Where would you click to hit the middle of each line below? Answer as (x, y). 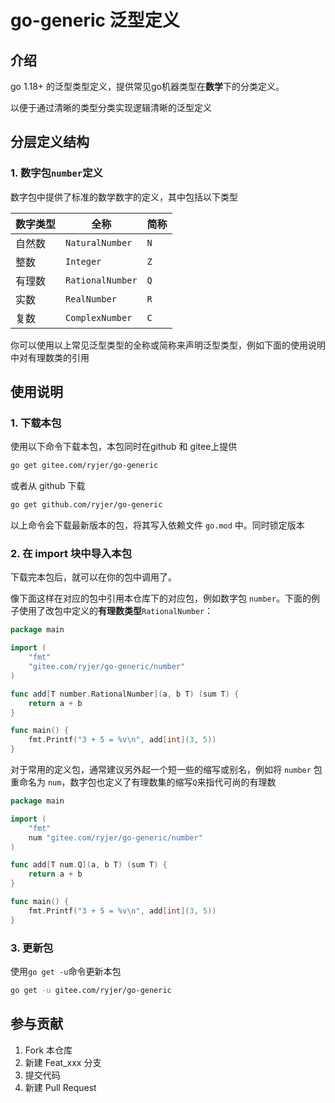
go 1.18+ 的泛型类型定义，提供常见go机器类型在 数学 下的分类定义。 (147, 86)
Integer (83, 261)
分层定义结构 (50, 142)
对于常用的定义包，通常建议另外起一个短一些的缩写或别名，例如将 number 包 (166, 770)
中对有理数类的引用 (50, 357)
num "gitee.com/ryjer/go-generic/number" (115, 837)
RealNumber (91, 299)
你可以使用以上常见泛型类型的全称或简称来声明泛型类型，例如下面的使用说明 (168, 345)
